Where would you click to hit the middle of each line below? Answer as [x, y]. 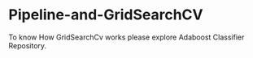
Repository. [28, 45]
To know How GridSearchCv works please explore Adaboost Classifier [126, 37]
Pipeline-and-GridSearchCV [106, 15]
